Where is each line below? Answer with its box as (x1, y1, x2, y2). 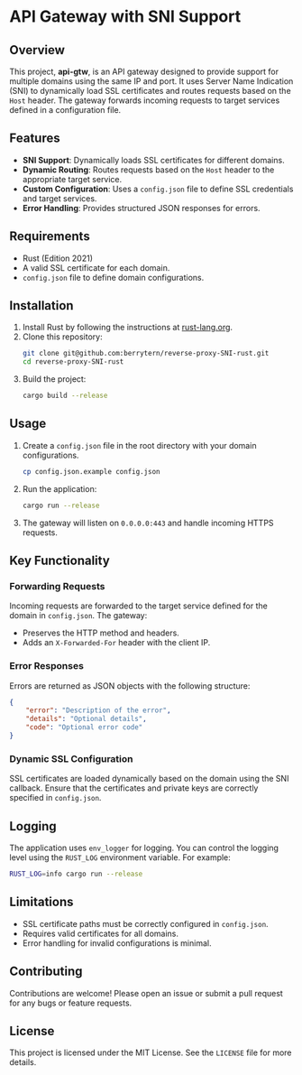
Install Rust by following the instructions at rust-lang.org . (22, 322, 233, 333)
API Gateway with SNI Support (9, 6, 242, 27)
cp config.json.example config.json (22, 467, 160, 476)
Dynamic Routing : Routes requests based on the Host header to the (22, 164, 275, 175)
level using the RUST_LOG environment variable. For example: (9, 852, 232, 863)
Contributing (9, 964, 83, 979)
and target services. (22, 192, 97, 204)
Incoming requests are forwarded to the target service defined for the (9, 600, 268, 611)
